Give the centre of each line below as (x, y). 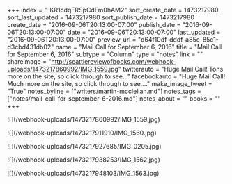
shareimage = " (29, 61)
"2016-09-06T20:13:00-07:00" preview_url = (72, 40)
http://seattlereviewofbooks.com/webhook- (114, 61)
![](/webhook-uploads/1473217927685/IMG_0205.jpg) (84, 146)
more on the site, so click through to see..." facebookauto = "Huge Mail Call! (116, 76)
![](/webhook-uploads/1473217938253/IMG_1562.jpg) (84, 160)
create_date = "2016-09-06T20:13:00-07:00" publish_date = (94, 25)
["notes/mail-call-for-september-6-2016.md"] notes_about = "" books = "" (114, 99)
